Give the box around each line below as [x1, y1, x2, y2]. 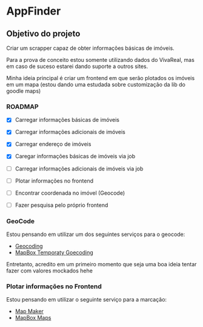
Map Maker [15, 308, 44, 315]
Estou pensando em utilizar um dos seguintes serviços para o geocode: [6, 231, 185, 238]
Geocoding [15, 243, 44, 250]
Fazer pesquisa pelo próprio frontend [15, 201, 108, 209]
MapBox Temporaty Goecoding [15, 249, 94, 256]
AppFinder [6, 4, 61, 18]
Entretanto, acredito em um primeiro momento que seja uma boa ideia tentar [6, 261, 197, 268]
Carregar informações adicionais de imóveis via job [15, 165, 144, 172]
